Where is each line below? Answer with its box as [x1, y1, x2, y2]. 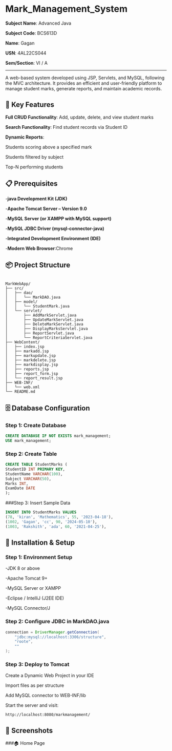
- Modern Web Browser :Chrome [5, 245, 73, 252]
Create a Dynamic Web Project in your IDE [5, 672, 95, 679]
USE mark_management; [5, 438, 52, 443]
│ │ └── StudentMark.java [5, 304, 70, 309]
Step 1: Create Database [5, 421, 67, 429]
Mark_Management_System [5, 3, 128, 15]
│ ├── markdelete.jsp [5, 358, 56, 363]
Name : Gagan [5, 40, 35, 46]
